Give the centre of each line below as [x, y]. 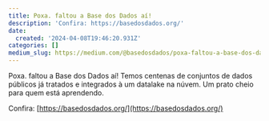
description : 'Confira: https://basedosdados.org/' [96, 23]
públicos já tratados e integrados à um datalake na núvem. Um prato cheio [131, 84]
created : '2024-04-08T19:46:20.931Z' [78, 38]
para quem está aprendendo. [56, 93]
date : [17, 30]
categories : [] [34, 46]
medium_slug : [30, 53]
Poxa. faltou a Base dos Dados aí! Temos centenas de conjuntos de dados [130, 76]
